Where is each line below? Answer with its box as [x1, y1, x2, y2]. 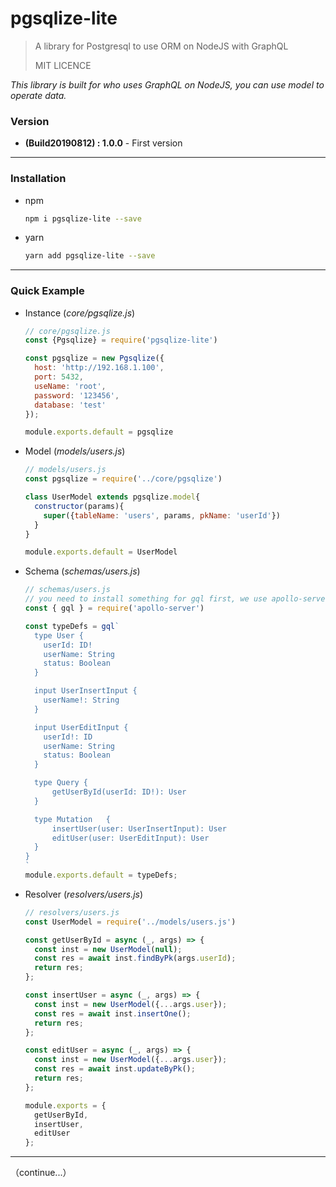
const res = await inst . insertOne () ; [34, 1008, 192, 1019]
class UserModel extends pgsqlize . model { [24, 492, 201, 502]
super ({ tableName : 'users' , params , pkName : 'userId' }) [43, 510, 282, 521]
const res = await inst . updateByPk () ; [34, 1064, 196, 1074]
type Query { [34, 778, 89, 788]
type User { [34, 630, 84, 641]
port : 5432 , [34, 372, 84, 382]
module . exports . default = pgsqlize [24, 427, 174, 437]
